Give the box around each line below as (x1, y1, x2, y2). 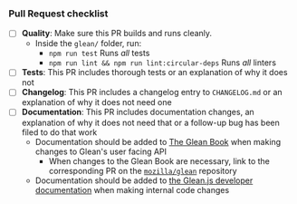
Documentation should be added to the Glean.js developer (34, 175, 254, 186)
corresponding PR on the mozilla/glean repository (48, 165, 237, 176)
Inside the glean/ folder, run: (34, 38, 142, 49)
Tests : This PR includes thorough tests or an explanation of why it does (21, 67, 288, 78)
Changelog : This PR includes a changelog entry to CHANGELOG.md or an (21, 87, 283, 98)
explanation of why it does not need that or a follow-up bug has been (21, 117, 280, 128)
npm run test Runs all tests (48, 48, 150, 59)
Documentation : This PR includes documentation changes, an (21, 107, 254, 118)
